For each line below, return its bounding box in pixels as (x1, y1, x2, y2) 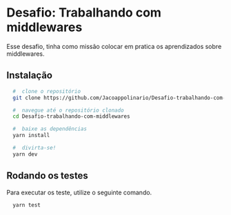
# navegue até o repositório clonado (12, 107, 125, 114)
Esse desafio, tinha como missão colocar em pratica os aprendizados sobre (6, 42, 222, 50)
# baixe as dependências (12, 125, 88, 132)
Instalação (6, 70, 53, 81)
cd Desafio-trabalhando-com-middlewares (12, 113, 130, 120)
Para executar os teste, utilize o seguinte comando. (6, 188, 152, 196)
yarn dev (12, 150, 38, 158)
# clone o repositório (12, 88, 81, 94)
